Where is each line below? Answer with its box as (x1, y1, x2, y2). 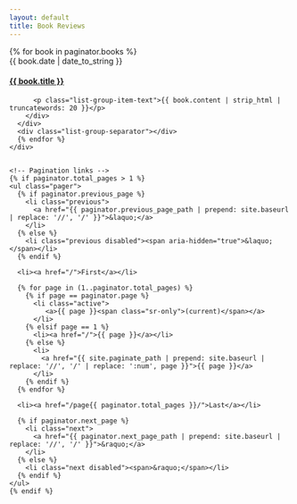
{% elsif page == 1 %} (25, 323, 110, 332)
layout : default (9, 13, 70, 22)
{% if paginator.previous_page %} (17, 189, 145, 198)
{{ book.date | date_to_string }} (9, 55, 123, 66)
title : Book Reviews (9, 21, 87, 30)
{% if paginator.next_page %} (17, 416, 129, 425)
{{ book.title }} (9, 76, 64, 87)
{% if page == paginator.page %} (25, 291, 150, 300)
